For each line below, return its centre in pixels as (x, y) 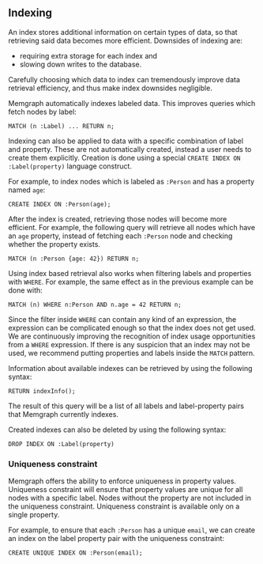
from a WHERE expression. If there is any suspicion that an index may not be (129, 344)
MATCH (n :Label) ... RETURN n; (61, 126)
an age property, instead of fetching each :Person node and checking (120, 236)
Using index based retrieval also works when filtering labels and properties (130, 273)
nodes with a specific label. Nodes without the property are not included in (130, 498)
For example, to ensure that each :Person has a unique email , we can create (131, 530)
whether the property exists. (54, 244)
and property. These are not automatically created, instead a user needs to (130, 149)
